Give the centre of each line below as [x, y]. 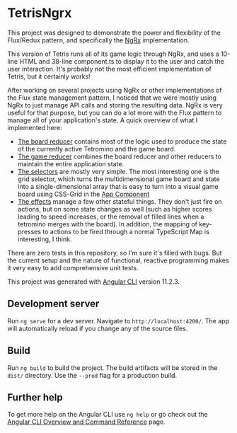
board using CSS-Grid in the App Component [83, 194]
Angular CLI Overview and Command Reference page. [86, 422]
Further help [35, 397]
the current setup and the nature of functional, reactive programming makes [118, 260]
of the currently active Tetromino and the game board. [97, 149]
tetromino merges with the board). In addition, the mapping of [108, 224]
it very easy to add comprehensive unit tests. [73, 267]
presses [29, 231]
